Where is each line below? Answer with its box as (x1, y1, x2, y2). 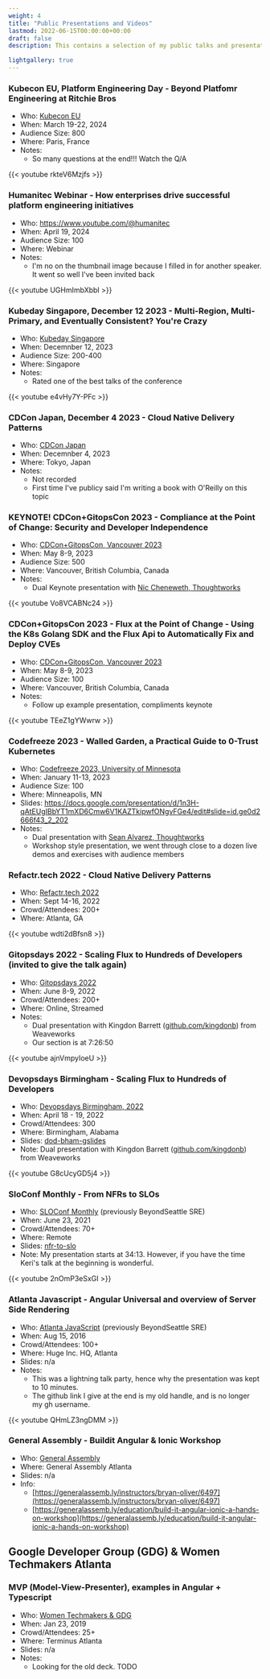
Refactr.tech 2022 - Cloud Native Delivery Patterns (8, 870, 211, 880)
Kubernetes (8, 746, 55, 757)
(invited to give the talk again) (8, 959, 127, 970)
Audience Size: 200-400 (19, 350, 102, 360)
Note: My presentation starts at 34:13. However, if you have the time (19, 1250, 246, 1259)
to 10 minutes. (31, 1382, 79, 1392)
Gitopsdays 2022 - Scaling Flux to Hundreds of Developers (8, 949, 243, 961)
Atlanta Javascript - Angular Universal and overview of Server (8, 1294, 256, 1305)
